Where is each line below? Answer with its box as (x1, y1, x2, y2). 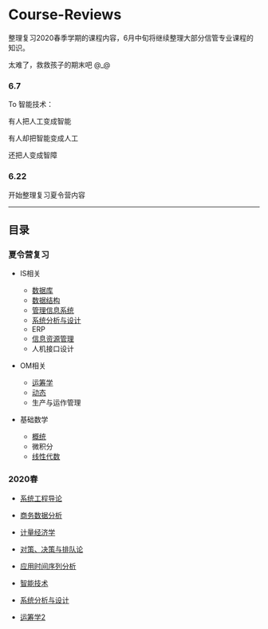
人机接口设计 (31, 344, 74, 354)
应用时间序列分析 (19, 561, 77, 571)
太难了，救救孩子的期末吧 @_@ (8, 60, 111, 69)
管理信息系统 (31, 306, 74, 315)
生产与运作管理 (31, 398, 81, 408)
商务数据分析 (19, 510, 62, 520)
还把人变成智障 (8, 150, 57, 160)
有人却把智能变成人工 (8, 133, 78, 143)
